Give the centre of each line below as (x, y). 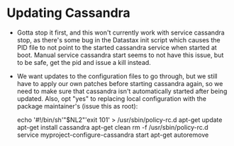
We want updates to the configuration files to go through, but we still (117, 76)
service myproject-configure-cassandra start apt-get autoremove (113, 135)
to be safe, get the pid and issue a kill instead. (84, 62)
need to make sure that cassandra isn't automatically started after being (122, 91)
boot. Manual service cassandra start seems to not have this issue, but (120, 55)
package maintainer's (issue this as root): (77, 106)
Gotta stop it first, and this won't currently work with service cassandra (121, 32)
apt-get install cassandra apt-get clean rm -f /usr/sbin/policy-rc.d (112, 127)
